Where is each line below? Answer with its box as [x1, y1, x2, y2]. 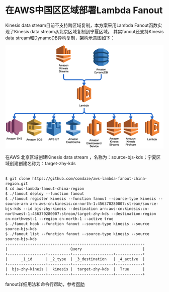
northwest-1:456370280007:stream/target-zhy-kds [5, 211, 109, 216]
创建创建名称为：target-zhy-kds [9, 160, 76, 166]
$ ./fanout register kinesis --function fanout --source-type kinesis [5, 196, 156, 201]
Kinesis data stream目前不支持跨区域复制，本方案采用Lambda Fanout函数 [5, 22, 158, 28]
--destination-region [111, 211, 156, 216]
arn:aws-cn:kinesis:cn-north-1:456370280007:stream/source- [30, 201, 158, 206]
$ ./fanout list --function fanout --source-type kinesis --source [5, 231, 150, 237]
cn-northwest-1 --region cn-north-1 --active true [5, 216, 114, 222]
